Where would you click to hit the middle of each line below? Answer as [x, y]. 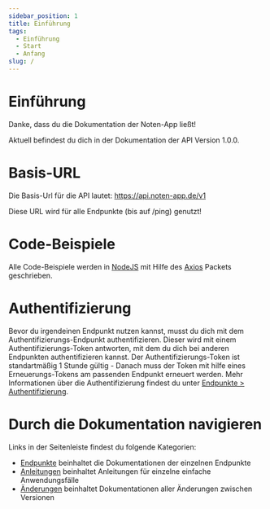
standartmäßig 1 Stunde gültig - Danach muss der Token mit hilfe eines [127, 365]
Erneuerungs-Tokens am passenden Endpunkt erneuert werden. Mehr [126, 374]
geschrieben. [30, 275]
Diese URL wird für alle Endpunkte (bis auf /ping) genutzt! [105, 211]
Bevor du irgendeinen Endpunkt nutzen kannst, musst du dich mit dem [126, 331]
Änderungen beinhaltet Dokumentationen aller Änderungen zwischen [136, 489]
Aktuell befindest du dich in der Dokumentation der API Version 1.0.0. [124, 140]
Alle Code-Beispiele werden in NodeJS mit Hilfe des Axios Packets [120, 266]
